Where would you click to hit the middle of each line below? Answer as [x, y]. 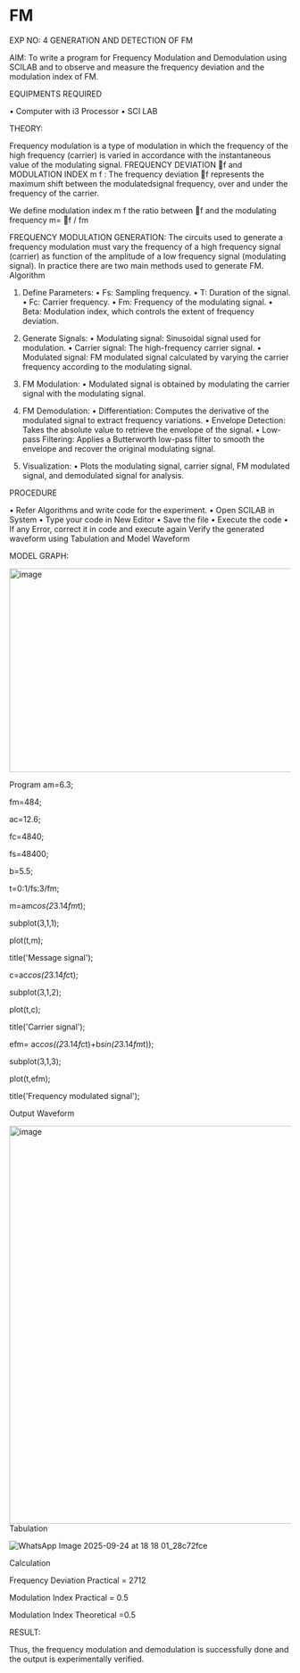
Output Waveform [42, 1113]
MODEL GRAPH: [39, 555]
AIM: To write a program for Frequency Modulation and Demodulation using [148, 57]
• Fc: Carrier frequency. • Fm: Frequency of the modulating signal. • [148, 302]
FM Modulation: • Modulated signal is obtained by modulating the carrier [156, 384]
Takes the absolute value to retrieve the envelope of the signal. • [141, 429]
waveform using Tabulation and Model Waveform [100, 538]
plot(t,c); [25, 1009]
